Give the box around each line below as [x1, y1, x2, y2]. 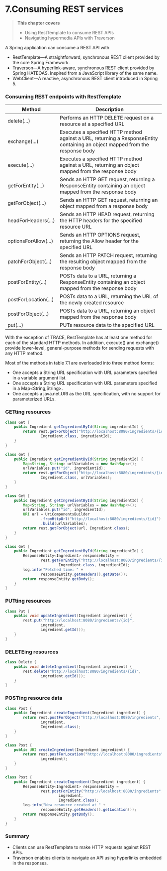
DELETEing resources [5, 648, 59, 655]
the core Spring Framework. [12, 59, 70, 65]
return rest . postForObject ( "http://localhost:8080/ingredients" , [23, 715, 162, 720]
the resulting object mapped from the [59, 258, 147, 265]
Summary [5, 833, 30, 840]
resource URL [59, 223, 92, 230]
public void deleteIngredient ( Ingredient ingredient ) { [14, 664, 133, 669]
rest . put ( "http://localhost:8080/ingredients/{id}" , [23, 618, 135, 623]
